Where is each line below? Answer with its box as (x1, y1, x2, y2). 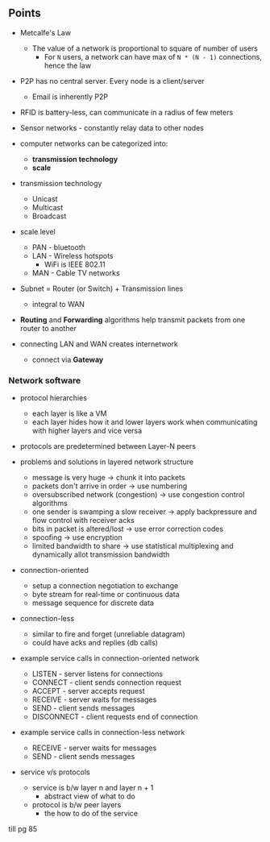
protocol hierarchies (19, 393, 87, 403)
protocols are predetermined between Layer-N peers (19, 442, 196, 451)
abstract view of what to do (44, 791, 135, 801)
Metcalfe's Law (19, 27, 71, 37)
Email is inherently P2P (31, 92, 109, 102)
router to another (19, 323, 77, 333)
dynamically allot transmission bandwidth (31, 550, 170, 559)
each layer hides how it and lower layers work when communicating (31, 417, 258, 427)
